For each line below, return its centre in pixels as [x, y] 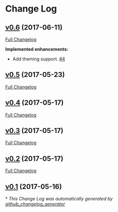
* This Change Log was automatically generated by [59, 199]
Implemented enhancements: [37, 49]
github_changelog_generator [35, 204]
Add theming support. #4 [39, 59]
